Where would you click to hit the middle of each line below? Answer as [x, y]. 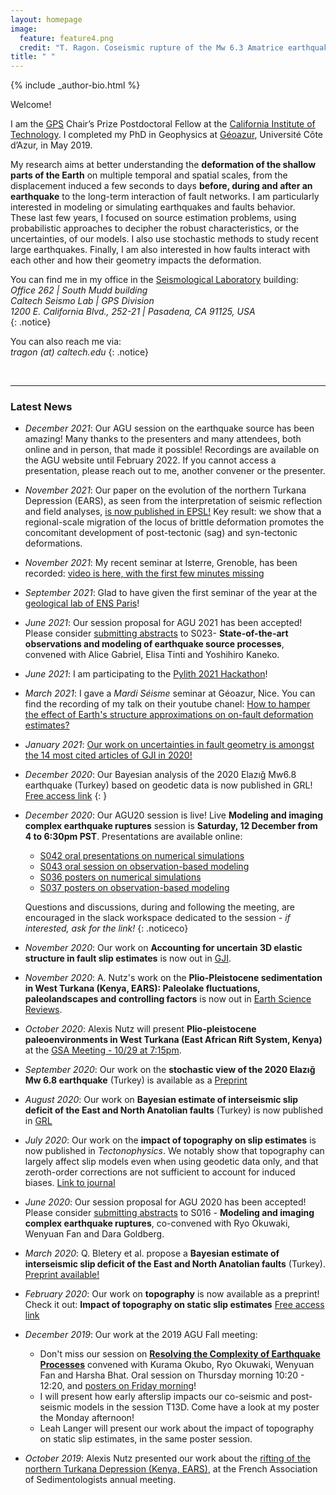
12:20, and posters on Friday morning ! [118, 1386]
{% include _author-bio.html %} [75, 85]
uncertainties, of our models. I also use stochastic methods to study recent [164, 239]
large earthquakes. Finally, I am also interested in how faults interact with [160, 250]
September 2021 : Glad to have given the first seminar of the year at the [171, 593]
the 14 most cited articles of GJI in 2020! [108, 755]
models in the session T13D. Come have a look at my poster [196, 1407]
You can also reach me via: [66, 342]
